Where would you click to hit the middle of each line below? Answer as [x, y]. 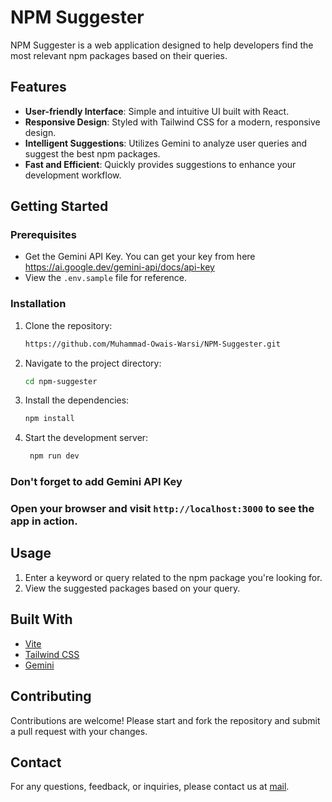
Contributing [51, 696]
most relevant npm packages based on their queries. [119, 55]
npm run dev [54, 456]
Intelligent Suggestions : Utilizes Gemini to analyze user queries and [166, 143]
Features [38, 87]
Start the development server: [86, 438]
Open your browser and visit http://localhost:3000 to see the [162, 509]
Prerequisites [43, 235]
